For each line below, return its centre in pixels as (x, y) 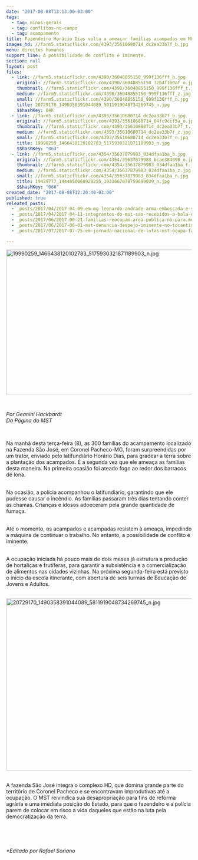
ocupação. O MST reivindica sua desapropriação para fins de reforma (91, 798)
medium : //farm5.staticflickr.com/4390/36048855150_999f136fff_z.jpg (104, 94)
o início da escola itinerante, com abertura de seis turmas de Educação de (96, 578)
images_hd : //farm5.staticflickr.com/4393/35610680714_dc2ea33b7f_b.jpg (97, 45)
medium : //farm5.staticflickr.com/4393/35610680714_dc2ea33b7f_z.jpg (104, 132)
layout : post (22, 66)
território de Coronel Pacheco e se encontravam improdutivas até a (88, 791)
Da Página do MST (29, 420)
